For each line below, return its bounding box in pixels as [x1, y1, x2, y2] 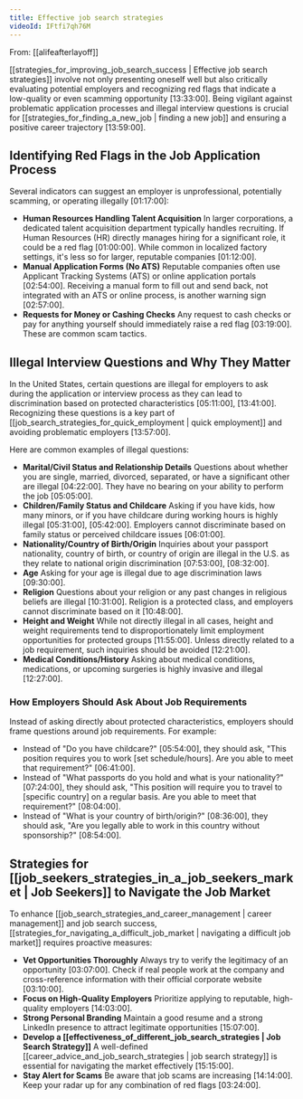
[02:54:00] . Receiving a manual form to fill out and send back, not [22, 280, 269, 291]
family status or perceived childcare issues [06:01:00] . [22, 529, 226, 540]
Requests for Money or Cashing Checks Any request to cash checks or [22, 309, 292, 320]
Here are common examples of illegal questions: [9, 444, 190, 455]
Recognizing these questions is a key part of [9, 408, 175, 419]
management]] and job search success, [9, 918, 157, 929]
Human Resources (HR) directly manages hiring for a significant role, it [22, 232, 287, 243]
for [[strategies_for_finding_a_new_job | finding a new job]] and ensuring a [9, 112, 287, 123]
